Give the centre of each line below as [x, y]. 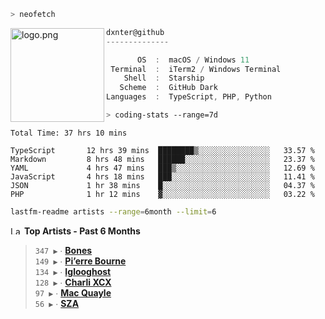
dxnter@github [135, 32]
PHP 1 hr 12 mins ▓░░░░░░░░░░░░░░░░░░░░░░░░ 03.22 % [162, 194]
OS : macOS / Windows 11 [193, 60]
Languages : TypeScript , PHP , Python [189, 97]
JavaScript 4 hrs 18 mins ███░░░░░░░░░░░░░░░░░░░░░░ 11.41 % [162, 176]
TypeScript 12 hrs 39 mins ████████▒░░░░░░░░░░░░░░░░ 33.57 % [162, 150]
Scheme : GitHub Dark [168, 88]
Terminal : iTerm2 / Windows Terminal [196, 69]
